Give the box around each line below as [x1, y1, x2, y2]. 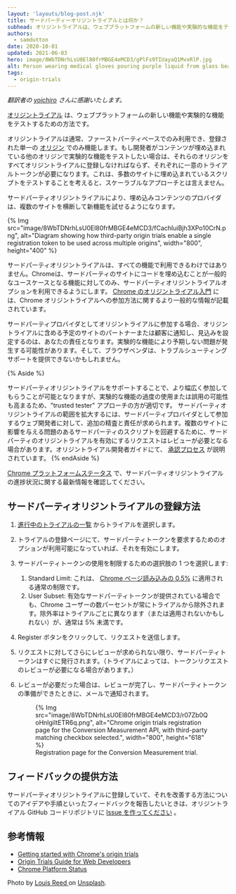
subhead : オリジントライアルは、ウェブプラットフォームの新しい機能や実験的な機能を [7, 23, 224, 30]
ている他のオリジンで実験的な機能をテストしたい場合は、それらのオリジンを [7, 152, 229, 160]
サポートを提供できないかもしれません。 [7, 355, 124, 363]
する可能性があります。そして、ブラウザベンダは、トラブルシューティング [13, 346, 228, 355]
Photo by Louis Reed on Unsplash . [7, 878, 107, 887]
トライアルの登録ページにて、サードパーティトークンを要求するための [17, 536, 220, 544]
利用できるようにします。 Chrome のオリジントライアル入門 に [37, 287, 220, 296]
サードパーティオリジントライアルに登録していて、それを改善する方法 [7, 791, 209, 799]
